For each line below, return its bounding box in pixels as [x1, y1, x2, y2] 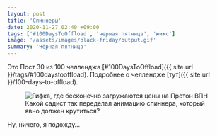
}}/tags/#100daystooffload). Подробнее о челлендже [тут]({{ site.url [7, 70, 210, 79]
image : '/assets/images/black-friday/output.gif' [7, 37, 157, 44]
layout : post [7, 10, 46, 18]
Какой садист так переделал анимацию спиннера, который [25, 99, 205, 107]
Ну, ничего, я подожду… [7, 120, 81, 128]
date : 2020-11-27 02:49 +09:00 [7, 23, 100, 30]
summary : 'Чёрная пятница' [7, 43, 87, 50]
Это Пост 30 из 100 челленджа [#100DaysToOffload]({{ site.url [7, 63, 193, 71]
